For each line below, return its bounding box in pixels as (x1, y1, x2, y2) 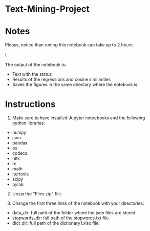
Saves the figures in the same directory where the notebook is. (12, 82, 139, 87)
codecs (12, 150, 28, 156)
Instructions (5, 99, 56, 110)
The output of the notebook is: (5, 62, 66, 68)
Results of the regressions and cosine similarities (12, 77, 111, 83)
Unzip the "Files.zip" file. (12, 191, 63, 197)
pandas (12, 140, 28, 146)
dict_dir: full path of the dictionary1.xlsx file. (12, 220, 100, 226)
